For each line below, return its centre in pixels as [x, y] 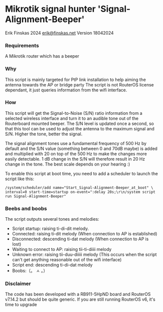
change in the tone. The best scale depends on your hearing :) [68, 164]
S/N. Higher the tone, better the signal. [44, 134]
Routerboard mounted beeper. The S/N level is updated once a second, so [80, 124]
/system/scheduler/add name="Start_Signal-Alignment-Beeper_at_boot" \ [79, 187]
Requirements [22, 45]
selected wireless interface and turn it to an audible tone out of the [72, 118]
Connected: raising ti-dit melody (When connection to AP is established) [85, 234]
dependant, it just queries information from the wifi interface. [66, 90]
